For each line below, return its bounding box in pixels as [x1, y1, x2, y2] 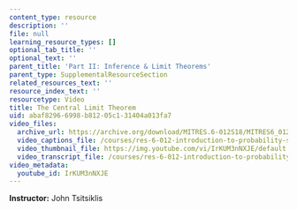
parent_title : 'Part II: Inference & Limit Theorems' [9, 63, 212, 71]
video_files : [9, 120, 57, 129]
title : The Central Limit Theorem [9, 103, 137, 112]
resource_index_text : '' [9, 86, 101, 95]
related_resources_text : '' [9, 79, 113, 87]
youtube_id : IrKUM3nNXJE [17, 169, 109, 177]
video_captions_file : [17, 136, 97, 145]
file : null [9, 29, 49, 38]
